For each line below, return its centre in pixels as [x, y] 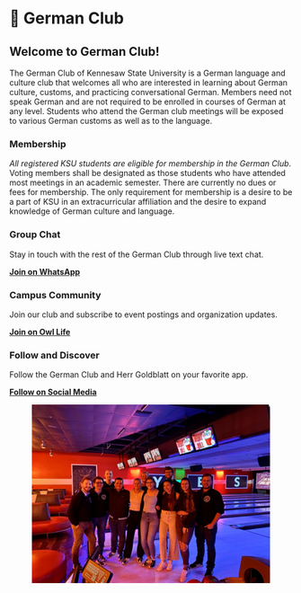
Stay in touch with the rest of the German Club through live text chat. [137, 254]
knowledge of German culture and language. [92, 211]
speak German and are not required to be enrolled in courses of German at [147, 102]
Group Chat [35, 235]
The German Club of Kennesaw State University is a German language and [147, 73]
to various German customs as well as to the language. [111, 121]
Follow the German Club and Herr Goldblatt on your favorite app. [129, 375]
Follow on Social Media [53, 392]
